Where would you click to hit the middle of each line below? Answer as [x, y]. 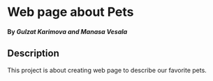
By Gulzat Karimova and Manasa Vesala [67, 31]
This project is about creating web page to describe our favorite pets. [107, 70]
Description [33, 54]
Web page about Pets [71, 12]
